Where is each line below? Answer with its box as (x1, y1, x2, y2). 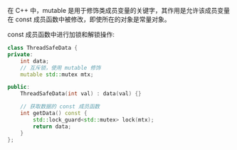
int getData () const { (20, 109, 88, 117)
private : (7, 50, 33, 58)
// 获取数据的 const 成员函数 (20, 103, 100, 110)
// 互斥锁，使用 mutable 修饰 (20, 64, 101, 71)
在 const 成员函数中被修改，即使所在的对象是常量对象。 (7, 15, 171, 23)
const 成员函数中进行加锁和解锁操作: (7, 31, 115, 38)
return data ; (33, 123, 72, 130)
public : (7, 84, 31, 91)
